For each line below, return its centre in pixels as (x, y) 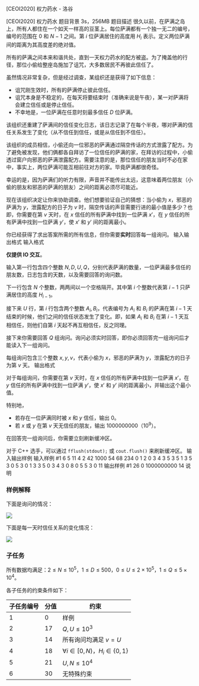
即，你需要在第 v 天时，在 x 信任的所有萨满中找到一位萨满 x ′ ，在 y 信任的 (95, 214)
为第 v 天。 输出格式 (31, 365)
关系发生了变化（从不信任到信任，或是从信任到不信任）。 (80, 132)
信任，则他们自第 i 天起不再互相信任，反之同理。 (70, 325)
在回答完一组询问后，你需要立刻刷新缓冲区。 (61, 438)
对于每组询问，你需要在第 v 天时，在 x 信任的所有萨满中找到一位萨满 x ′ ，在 (98, 378)
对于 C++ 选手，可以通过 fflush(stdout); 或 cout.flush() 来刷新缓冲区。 (96, 450)
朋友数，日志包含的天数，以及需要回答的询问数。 (66, 274)
